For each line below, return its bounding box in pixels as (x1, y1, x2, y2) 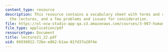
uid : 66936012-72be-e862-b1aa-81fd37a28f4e (5, 40, 97, 45)
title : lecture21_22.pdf (5, 35, 57, 40)
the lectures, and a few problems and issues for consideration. (9, 16, 149, 21)
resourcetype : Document (5, 30, 55, 35)
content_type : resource (5, 7, 55, 12)
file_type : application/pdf (5, 26, 64, 31)
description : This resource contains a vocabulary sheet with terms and (5, 12, 160, 17)
